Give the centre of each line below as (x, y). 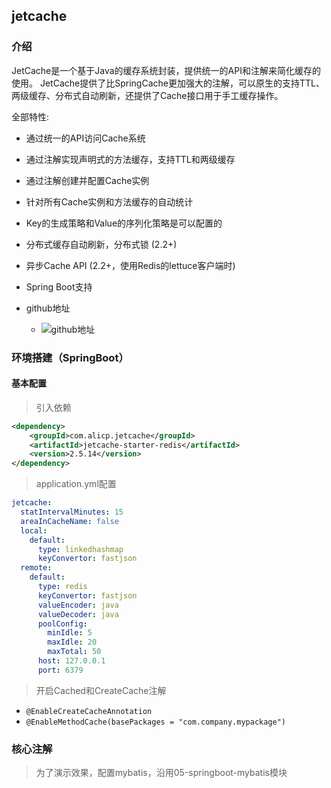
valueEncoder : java (78, 605)
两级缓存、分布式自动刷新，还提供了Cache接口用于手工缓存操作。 (147, 95)
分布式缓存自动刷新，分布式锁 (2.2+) (101, 244)
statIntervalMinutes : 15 (72, 512)
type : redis (62, 587)
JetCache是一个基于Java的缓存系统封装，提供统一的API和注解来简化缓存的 (166, 70)
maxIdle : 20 (72, 642)
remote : (36, 568)
